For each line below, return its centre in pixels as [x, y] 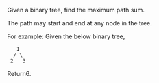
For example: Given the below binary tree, [66, 36]
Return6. [19, 74]
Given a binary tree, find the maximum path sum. [76, 10]
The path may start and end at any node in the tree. [79, 23]
